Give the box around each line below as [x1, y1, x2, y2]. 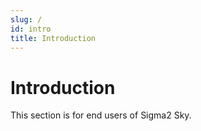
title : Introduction [10, 33, 97, 43]
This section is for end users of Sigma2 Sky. [10, 109, 192, 121]
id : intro [10, 24, 52, 34]
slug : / [10, 14, 43, 25]
